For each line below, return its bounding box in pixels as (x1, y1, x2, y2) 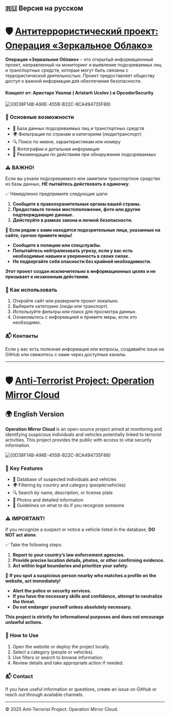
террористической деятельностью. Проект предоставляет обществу (5, 73, 155, 79)
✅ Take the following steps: (5, 542, 62, 548)
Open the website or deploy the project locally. (12, 643, 110, 649)
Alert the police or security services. (12, 588, 92, 594)
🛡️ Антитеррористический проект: (5, 25, 158, 37)
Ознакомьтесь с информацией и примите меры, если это (12, 314, 138, 320)
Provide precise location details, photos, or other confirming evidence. (12, 557, 165, 564)
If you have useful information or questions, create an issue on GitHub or (5, 686, 157, 692)
